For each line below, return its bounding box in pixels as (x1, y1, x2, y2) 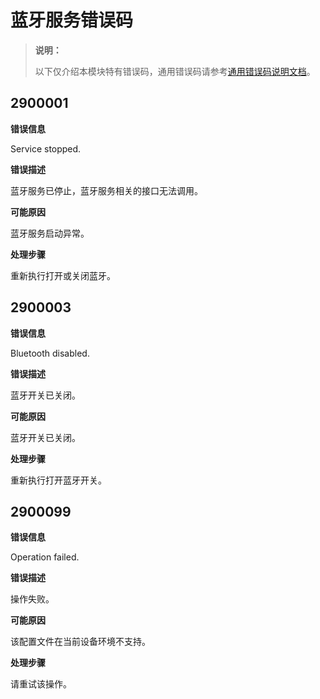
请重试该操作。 (10, 678, 72, 690)
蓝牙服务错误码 (10, 9, 134, 32)
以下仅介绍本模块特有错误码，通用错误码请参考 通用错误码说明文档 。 (34, 65, 316, 77)
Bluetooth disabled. (10, 347, 90, 359)
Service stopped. (10, 142, 82, 155)
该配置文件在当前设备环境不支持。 (10, 636, 151, 648)
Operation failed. (10, 551, 80, 563)
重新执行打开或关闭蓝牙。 (10, 269, 116, 281)
